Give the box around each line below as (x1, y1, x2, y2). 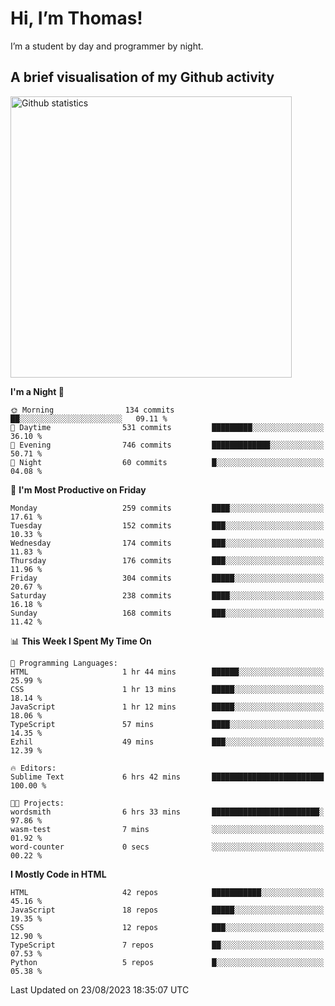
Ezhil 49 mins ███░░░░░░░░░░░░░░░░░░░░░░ (10, 737, 325, 747)
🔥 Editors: (10, 763, 57, 773)
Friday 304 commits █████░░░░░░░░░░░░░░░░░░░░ (10, 573, 325, 583)
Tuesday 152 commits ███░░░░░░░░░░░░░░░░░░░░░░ (10, 520, 325, 531)
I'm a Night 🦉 (10, 385, 65, 397)
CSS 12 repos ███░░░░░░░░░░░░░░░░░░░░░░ (10, 922, 325, 932)
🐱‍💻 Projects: (10, 798, 65, 808)
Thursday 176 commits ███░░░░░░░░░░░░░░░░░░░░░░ (10, 555, 325, 566)
